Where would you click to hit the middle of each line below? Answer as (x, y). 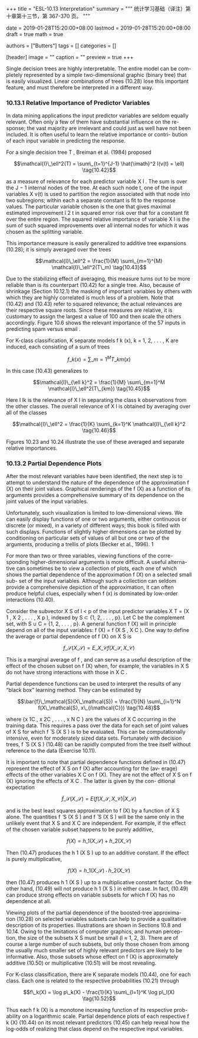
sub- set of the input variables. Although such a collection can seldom (91, 581)
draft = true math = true (35, 34)
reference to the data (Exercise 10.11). (51, 751)
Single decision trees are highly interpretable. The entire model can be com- (99, 69)
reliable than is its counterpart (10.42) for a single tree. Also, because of (93, 285)
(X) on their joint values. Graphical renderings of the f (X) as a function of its (98, 489)
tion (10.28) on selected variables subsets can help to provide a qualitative (96, 919)
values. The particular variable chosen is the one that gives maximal (89, 207)
